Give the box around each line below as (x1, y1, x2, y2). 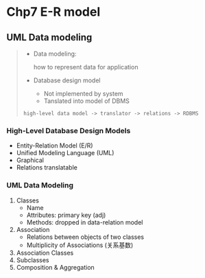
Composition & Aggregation (16, 263, 95, 271)
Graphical (16, 156, 45, 165)
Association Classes (16, 248, 74, 257)
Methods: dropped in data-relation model (26, 218, 143, 227)
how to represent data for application (33, 63, 138, 71)
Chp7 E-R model (6, 4, 101, 20)
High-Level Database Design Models (6, 126, 131, 135)
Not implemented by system (43, 90, 124, 97)
